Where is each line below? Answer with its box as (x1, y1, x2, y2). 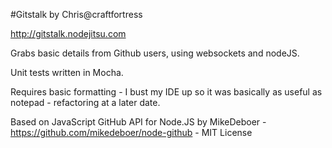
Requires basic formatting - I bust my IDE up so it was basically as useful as (10, 86, 323, 98)
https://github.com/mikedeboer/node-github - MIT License (10, 127, 253, 138)
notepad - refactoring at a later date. (10, 97, 161, 108)
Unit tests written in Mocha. (10, 67, 124, 78)
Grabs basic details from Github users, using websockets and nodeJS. (10, 47, 300, 59)
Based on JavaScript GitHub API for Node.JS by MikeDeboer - (10, 116, 267, 128)
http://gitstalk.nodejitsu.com (10, 28, 127, 39)
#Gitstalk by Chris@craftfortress (10, 9, 143, 20)
